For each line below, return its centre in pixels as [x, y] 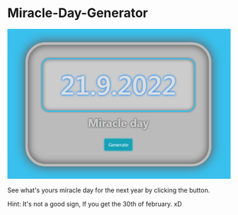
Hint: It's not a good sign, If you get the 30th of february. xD [95, 204]
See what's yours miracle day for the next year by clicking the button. [109, 190]
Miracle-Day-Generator [78, 13]
